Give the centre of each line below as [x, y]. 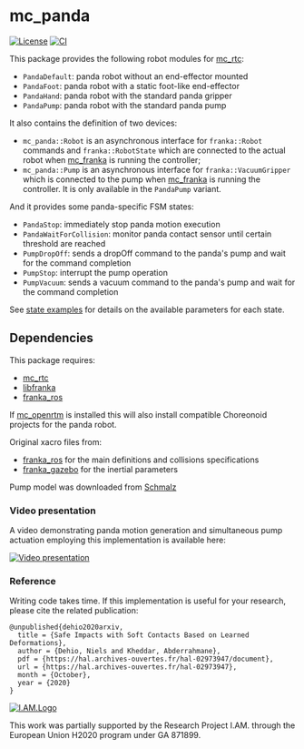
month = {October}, [54, 675]
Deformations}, [38, 643]
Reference [33, 581]
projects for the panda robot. [63, 424]
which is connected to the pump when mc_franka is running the [142, 179]
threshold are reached [64, 243]
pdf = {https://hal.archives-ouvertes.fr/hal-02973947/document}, [146, 659]
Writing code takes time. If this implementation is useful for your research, [147, 601]
